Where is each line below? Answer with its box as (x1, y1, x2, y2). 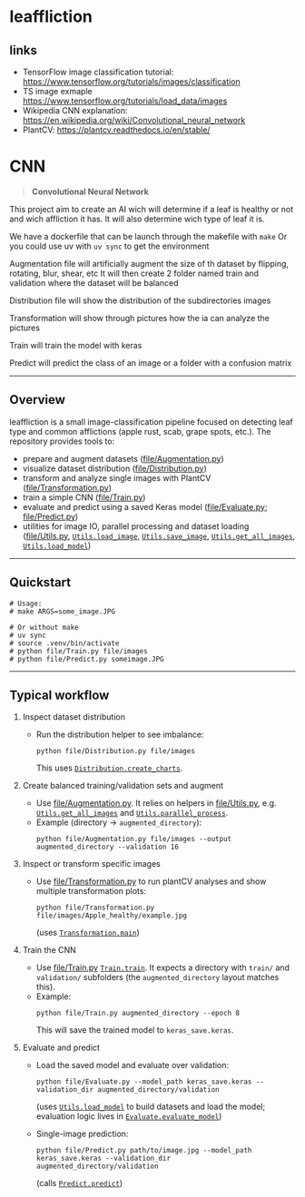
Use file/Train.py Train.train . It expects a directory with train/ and (35, 962, 290, 973)
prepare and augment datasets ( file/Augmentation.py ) (22, 453, 224, 464)
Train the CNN (22, 945, 77, 956)
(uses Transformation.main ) (35, 927, 140, 938)
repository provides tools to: (9, 436, 115, 446)
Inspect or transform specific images (22, 859, 161, 869)
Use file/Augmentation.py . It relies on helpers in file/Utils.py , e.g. (35, 798, 277, 809)
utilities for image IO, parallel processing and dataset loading (22, 520, 250, 532)
